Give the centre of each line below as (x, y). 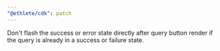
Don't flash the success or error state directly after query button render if (110, 33)
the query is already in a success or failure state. (75, 40)
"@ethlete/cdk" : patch (39, 13)
